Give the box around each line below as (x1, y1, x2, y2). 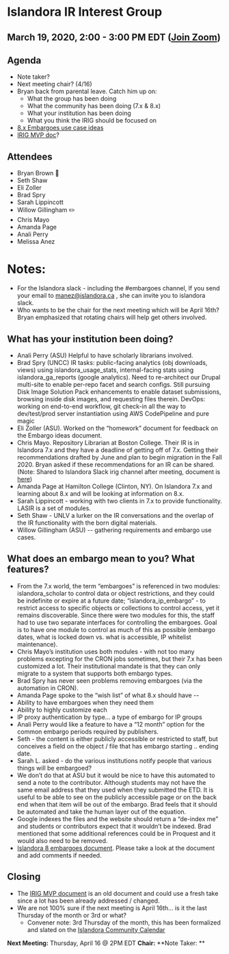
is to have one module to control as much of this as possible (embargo (16, 625, 215, 633)
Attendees (7, 151, 53, 162)
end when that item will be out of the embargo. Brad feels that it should (16, 800, 217, 808)
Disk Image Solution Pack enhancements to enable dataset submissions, (16, 388, 221, 396)
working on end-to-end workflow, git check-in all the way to (16, 402, 187, 410)
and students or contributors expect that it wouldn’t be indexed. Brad (16, 822, 212, 830)
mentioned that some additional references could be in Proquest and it (16, 829, 216, 838)
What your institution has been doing (27, 109, 131, 117)
